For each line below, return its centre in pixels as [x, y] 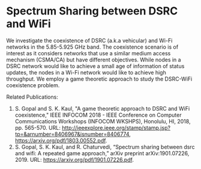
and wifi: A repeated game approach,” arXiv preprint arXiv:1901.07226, [102, 153]
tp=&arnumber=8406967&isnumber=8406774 [72, 134]
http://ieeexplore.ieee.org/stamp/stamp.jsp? [116, 128]
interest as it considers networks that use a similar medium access [88, 53]
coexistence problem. [33, 85]
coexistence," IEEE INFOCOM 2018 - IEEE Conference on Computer [98, 115]
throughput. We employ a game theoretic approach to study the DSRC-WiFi [99, 79]
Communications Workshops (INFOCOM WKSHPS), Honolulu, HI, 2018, [103, 121]
